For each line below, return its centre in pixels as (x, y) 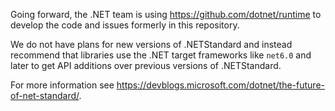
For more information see (62, 85)
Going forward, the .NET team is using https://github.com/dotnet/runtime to (166, 14)
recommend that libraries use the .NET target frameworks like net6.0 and (161, 55)
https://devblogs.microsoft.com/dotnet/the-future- (220, 85)
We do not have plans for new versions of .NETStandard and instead (151, 44)
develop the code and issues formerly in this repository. (125, 25)
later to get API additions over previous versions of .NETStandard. (146, 65)
